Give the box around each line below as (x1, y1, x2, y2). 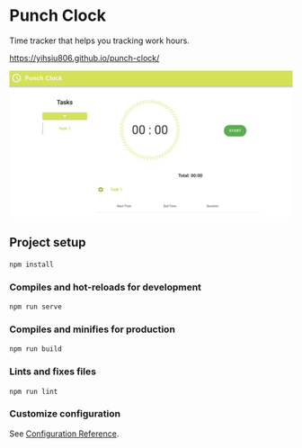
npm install (9, 260, 54, 269)
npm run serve (9, 302, 63, 311)
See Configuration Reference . (9, 428, 120, 439)
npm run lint (9, 387, 58, 396)
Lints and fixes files (9, 365, 97, 378)
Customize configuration (9, 408, 121, 420)
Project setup (9, 235, 87, 250)
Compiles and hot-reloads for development (9, 281, 202, 293)
